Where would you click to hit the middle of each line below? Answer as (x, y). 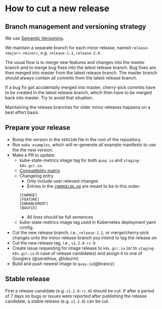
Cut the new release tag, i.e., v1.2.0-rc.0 (54, 243)
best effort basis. (22, 112)
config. (27, 227)
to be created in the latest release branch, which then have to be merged (78, 93)
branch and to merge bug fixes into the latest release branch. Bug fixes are (81, 67)
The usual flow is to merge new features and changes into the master (75, 62)
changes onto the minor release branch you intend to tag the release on (84, 238)
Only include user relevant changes (63, 181)
